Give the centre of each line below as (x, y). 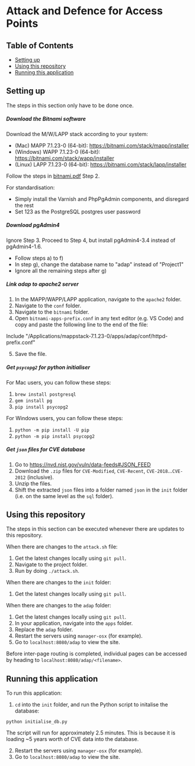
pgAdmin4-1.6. (24, 246)
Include (15, 336)
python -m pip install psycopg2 (55, 436)
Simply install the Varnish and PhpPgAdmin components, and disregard (102, 199)
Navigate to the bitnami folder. (52, 312)
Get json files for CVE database (46, 449)
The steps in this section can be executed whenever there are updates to (95, 529)
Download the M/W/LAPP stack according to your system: (77, 134)
